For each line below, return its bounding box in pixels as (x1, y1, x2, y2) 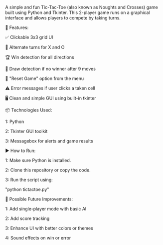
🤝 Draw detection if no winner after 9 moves (5, 66, 96, 71)
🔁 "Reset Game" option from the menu (5, 75, 84, 81)
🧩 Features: (5, 24, 29, 30)
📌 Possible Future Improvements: (5, 196, 73, 202)
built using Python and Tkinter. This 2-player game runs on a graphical (5, 9, 150, 15)
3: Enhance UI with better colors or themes (5, 225, 93, 231)
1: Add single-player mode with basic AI (5, 206, 87, 211)
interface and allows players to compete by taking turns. (5, 15, 121, 20)
